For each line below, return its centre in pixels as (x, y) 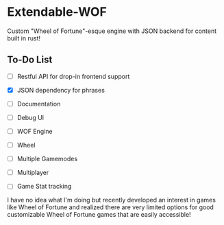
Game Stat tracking (44, 187)
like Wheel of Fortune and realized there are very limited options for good (111, 207)
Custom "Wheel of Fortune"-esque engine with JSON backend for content (112, 31)
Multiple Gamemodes (47, 159)
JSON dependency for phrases (61, 90)
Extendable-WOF (57, 12)
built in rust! (24, 38)
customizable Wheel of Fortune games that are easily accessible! (99, 215)
